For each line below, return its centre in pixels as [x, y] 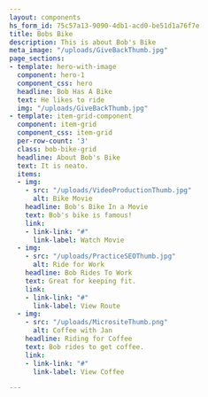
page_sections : [37, 58]
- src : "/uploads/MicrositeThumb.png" [96, 323]
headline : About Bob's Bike [69, 157]
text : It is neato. [53, 166]
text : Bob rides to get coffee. [85, 346]
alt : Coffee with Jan [73, 331]
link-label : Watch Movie [78, 240]
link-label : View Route [77, 306]
